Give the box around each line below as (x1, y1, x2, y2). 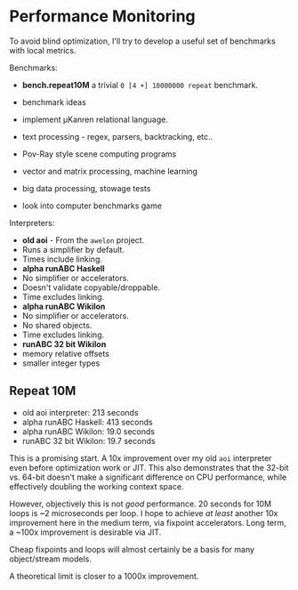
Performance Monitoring (9, 6, 196, 27)
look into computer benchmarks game (21, 200, 163, 211)
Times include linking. (21, 254, 102, 264)
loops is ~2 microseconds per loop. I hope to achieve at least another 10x (9, 507, 278, 518)
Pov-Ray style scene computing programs (21, 149, 177, 159)
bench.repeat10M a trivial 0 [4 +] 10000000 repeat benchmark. (21, 79, 258, 90)
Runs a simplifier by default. (21, 244, 125, 255)
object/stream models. (9, 554, 92, 564)
